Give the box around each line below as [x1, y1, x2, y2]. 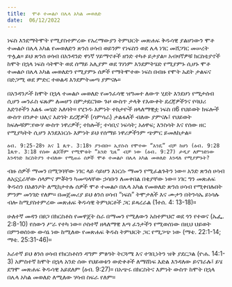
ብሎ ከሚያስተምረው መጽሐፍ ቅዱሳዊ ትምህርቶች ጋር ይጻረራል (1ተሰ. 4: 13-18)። [7, 198, 197, 206]
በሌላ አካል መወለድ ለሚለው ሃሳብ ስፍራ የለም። [7, 272, 116, 281]
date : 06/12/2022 [7, 17, 60, 24]
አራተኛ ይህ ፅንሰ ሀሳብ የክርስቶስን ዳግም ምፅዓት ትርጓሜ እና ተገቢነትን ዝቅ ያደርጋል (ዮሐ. [7, 249, 210, 258]
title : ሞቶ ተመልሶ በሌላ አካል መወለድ [7, 10, 102, 17]
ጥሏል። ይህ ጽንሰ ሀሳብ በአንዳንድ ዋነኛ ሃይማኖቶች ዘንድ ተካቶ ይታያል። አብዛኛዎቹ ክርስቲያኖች [7, 52, 221, 60]
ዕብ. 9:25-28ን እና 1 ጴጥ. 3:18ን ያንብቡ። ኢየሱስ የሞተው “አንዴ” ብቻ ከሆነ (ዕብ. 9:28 [7, 142, 220, 149]
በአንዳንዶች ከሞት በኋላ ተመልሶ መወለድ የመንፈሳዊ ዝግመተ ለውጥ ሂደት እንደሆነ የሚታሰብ [7, 88, 215, 98]
